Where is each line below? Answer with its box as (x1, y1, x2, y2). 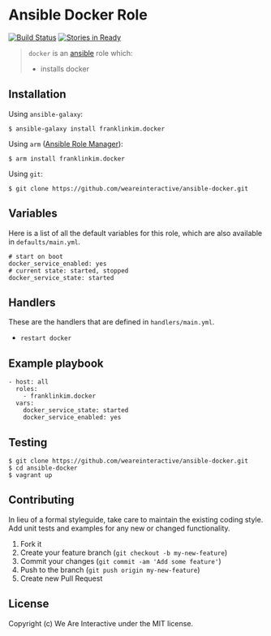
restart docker (19, 334, 72, 342)
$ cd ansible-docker (8, 464, 79, 472)
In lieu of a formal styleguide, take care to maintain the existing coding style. (8, 514, 264, 524)
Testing (8, 436, 48, 449)
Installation (8, 88, 67, 101)
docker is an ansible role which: (28, 48, 133, 58)
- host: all (8, 378, 49, 386)
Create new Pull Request (19, 574, 103, 583)
